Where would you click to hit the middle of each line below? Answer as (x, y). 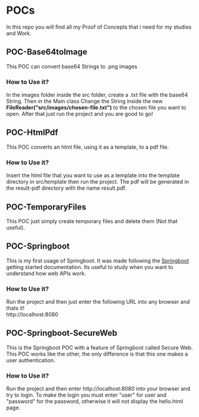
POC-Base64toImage (47, 52)
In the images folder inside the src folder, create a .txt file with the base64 (97, 95)
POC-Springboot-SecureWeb (62, 333)
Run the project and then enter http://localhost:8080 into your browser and (98, 389)
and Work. (19, 33)
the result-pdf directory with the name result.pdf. (66, 188)
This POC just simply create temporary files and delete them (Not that (92, 221)
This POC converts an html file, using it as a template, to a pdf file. (88, 147)
